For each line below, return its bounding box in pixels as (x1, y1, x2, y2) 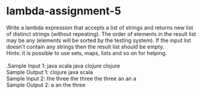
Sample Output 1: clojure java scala (6, 68, 93, 75)
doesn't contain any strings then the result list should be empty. (6, 43, 165, 50)
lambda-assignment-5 (6, 4, 122, 18)
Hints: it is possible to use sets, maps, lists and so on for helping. (6, 49, 167, 56)
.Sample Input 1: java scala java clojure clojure (6, 62, 121, 69)
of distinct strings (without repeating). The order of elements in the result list (6, 30, 197, 37)
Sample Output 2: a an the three (6, 81, 86, 88)
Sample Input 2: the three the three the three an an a (6, 75, 137, 82)
